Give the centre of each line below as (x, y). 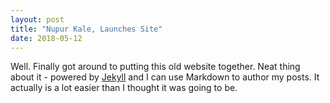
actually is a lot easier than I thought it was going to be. (124, 88)
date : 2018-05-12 (46, 38)
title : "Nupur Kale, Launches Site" (86, 29)
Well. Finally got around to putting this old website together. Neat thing (155, 67)
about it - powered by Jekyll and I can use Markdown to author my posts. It (165, 77)
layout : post (37, 19)
